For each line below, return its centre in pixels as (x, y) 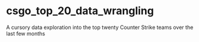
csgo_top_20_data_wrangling (80, 11)
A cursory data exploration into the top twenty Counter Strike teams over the (100, 27)
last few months (26, 33)
